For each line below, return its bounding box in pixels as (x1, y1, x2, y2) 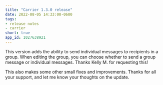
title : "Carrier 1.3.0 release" (5, 7, 72, 12)
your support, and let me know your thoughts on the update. (5, 74, 129, 80)
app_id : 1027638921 (5, 35, 46, 40)
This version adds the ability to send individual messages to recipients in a (5, 48, 158, 55)
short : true (5, 30, 30, 35)
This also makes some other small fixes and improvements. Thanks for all (5, 69, 156, 75)
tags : (5, 16, 16, 21)
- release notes (5, 21, 39, 26)
